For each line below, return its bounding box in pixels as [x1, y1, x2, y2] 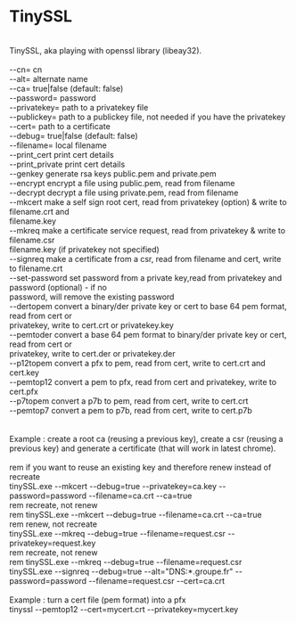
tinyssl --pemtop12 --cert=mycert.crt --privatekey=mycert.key [9, 603, 239, 614]
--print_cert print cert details [9, 149, 114, 160]
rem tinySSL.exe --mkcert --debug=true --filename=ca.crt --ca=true [9, 509, 263, 520]
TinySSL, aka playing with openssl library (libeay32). [9, 45, 202, 55]
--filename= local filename [9, 140, 107, 151]
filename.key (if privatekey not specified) [9, 243, 160, 255]
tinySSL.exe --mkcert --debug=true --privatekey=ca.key [9, 480, 217, 491]
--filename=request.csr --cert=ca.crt [88, 575, 226, 586]
